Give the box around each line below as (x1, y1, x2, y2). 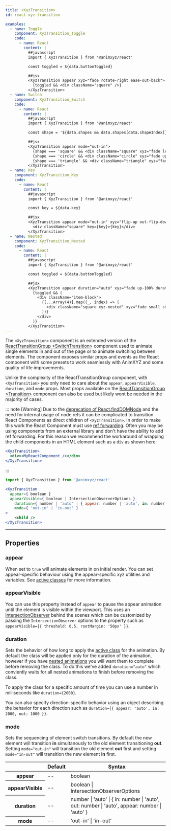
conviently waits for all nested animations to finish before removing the (5, 669, 154, 675)
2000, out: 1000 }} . (5, 710, 48, 716)
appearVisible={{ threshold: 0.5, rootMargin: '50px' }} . (5, 622, 130, 629)
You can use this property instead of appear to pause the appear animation (5, 601, 162, 607)
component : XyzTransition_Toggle (14, 31, 85, 36)
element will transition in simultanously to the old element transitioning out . (5, 740, 163, 747)
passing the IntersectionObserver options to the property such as (5, 617, 144, 623)
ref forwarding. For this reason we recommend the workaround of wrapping (5, 433, 164, 440)
